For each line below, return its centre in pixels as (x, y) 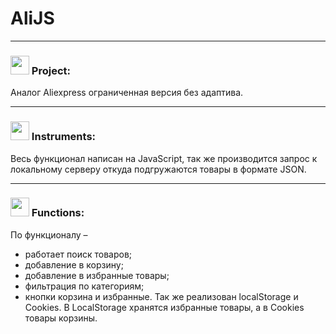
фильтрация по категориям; (84, 286)
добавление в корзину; (74, 264)
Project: (51, 70)
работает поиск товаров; (78, 254)
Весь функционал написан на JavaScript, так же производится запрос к (164, 158)
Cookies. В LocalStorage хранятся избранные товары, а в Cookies (164, 307)
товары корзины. (61, 318)
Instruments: (64, 137)
